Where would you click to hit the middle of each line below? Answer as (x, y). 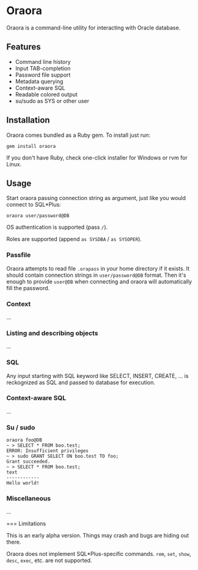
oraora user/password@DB (38, 216)
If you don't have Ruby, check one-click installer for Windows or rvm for (97, 158)
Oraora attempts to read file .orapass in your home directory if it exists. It (98, 268)
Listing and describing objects (52, 333)
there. (14, 542)
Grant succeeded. (28, 462)
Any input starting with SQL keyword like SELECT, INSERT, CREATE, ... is (97, 376)
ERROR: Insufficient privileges (47, 451)
